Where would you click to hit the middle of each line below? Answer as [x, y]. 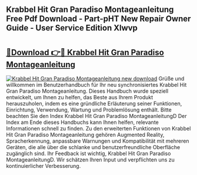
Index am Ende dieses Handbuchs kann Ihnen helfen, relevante [82, 122]
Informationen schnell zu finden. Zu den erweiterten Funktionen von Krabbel [98, 128]
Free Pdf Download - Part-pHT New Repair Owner [98, 19]
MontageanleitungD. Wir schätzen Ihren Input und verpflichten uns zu [91, 160]
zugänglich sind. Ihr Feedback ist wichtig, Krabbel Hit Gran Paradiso [89, 153]
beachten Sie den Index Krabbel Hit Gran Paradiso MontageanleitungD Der [96, 116]
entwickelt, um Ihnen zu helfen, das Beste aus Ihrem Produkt [80, 97]
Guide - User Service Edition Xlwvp [72, 28]
